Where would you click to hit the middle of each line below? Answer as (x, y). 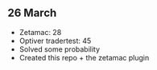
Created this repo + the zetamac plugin (84, 57)
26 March (32, 13)
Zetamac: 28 (40, 32)
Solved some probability (60, 49)
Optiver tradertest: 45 (55, 41)
